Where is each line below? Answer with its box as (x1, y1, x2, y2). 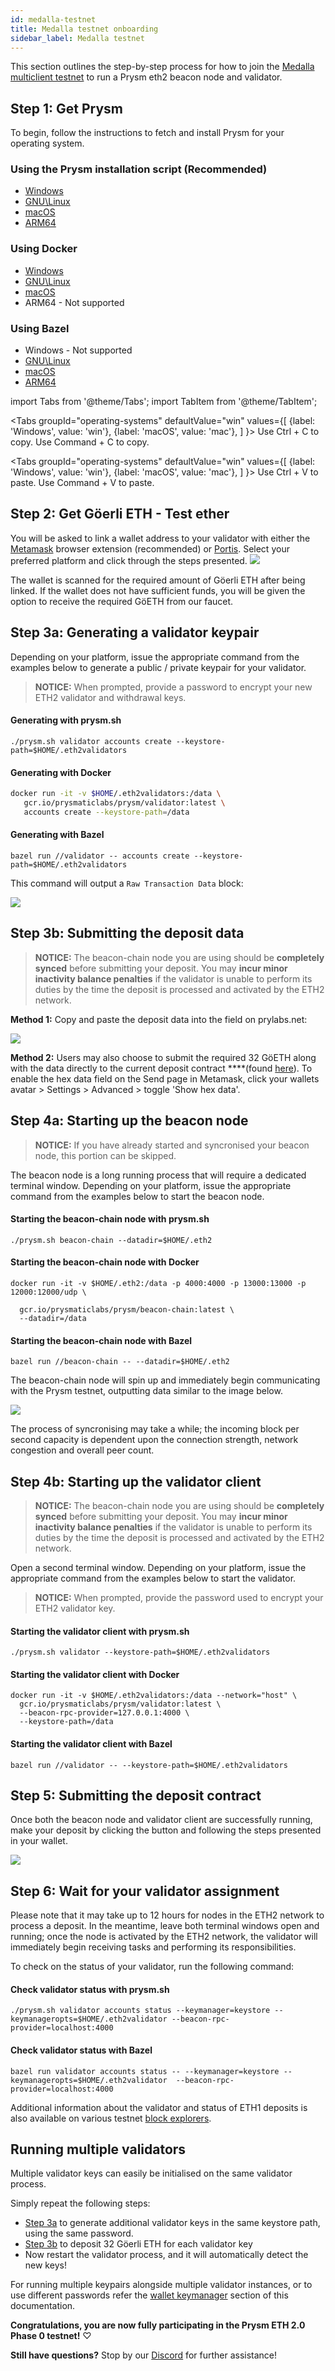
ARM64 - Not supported (24, 296, 125, 308)
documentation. (10, 2300, 76, 2312)
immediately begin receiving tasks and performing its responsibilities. (10, 1941, 297, 1953)
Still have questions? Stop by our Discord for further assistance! (10, 2349, 278, 2361)
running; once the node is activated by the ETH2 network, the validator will (10, 1931, 318, 1943)
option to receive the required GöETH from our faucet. (10, 595, 234, 607)
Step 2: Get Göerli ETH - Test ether (10, 506, 230, 523)
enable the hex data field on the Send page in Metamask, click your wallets (10, 1072, 320, 1085)
